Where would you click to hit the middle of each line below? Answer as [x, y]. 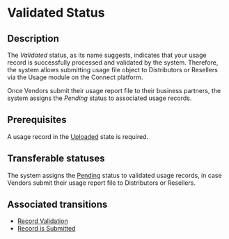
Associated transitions [57, 205]
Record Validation [42, 221]
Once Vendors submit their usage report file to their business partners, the [114, 91]
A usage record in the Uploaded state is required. [78, 136]
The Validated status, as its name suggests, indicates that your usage [107, 55]
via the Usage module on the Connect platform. [75, 77]
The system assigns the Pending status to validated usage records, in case [114, 175]
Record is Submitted [46, 229]
